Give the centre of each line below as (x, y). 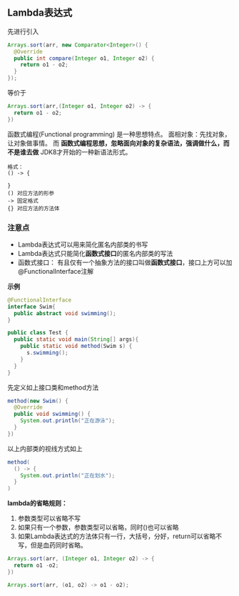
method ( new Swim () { (38, 401)
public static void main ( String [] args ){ (76, 339)
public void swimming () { (52, 414)
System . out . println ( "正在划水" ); (68, 475)
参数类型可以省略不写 (49, 518)
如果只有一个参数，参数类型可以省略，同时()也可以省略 (98, 527)
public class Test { (38, 333)
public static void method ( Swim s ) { (76, 346)
